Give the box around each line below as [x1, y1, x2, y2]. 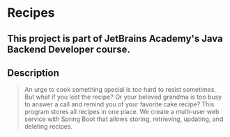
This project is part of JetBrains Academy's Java [7, 33, 223, 45]
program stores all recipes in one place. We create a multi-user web [24, 108, 220, 116]
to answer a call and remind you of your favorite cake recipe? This [24, 100, 215, 108]
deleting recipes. [24, 122, 73, 131]
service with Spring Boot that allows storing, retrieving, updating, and [24, 115, 224, 123]
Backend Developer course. [7, 43, 130, 55]
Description [7, 67, 59, 79]
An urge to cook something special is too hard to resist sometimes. [24, 86, 217, 94]
